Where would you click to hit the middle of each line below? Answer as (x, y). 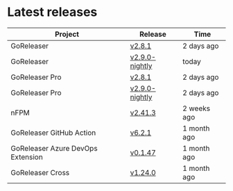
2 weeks (196, 108)
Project (67, 34)
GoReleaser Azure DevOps (54, 148)
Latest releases (52, 12)
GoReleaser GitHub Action (53, 133)
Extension (27, 157)
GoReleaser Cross (40, 172)
